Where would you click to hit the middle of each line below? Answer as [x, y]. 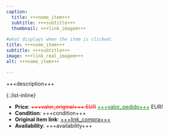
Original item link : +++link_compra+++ [63, 119]
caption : [17, 12]
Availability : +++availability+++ [53, 125]
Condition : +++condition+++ [50, 113]
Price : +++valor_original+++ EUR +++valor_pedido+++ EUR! [89, 106]
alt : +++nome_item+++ [33, 61]
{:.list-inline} [21, 95]
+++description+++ [30, 83]
